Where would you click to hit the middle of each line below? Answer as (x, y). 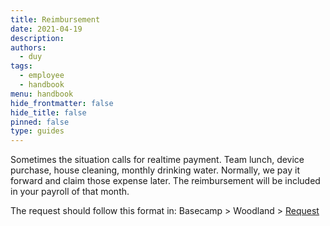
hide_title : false (48, 112)
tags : (21, 66)
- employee (42, 76)
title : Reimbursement (55, 19)
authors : (28, 47)
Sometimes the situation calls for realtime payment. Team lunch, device (157, 160)
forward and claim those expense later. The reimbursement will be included (165, 181)
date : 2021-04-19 (46, 29)
